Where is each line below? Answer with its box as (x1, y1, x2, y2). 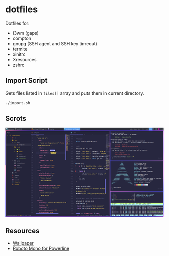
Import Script (5, 76, 48, 85)
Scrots (5, 114, 27, 123)
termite (12, 46, 28, 52)
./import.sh (5, 100, 30, 105)
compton (12, 35, 32, 41)
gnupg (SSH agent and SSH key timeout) (12, 40, 97, 46)
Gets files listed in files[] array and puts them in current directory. (5, 90, 144, 96)
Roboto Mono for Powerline (12, 245, 69, 251)
